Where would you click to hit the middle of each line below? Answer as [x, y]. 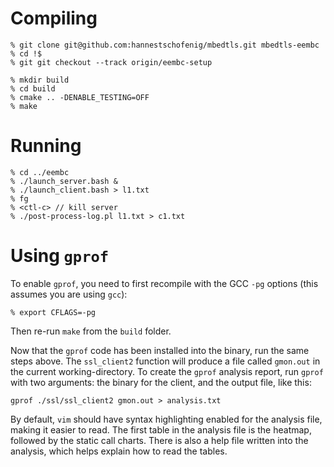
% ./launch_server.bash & [64, 181]
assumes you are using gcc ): [69, 294]
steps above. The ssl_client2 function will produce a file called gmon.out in [165, 361]
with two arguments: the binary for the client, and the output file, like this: [161, 382]
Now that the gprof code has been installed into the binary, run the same [160, 350]
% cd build [33, 88]
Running [46, 146]
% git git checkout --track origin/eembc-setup [111, 62]
